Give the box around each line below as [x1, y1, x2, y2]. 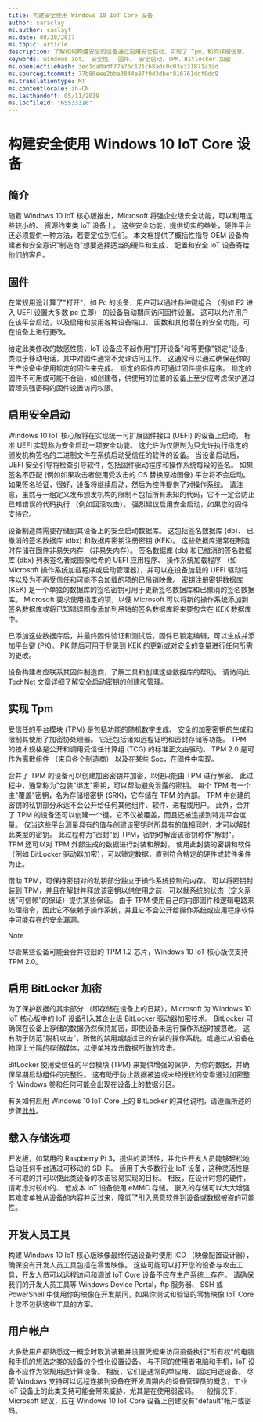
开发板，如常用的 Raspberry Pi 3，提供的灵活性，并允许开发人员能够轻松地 [8, 1153, 250, 1163]
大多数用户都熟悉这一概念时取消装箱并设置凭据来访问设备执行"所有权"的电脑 [8, 1347, 255, 1356]
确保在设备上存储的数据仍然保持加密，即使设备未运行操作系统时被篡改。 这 [8, 1024, 250, 1033]
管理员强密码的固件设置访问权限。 [8, 382, 118, 393]
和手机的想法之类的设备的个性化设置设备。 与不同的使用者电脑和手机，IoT [8, 1356, 247, 1366]
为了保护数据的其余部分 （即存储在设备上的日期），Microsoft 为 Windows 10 [8, 1004, 252, 1014]
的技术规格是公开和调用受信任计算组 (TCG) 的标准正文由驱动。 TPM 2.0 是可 [8, 744, 254, 754]
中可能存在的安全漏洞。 [8, 915, 84, 924]
